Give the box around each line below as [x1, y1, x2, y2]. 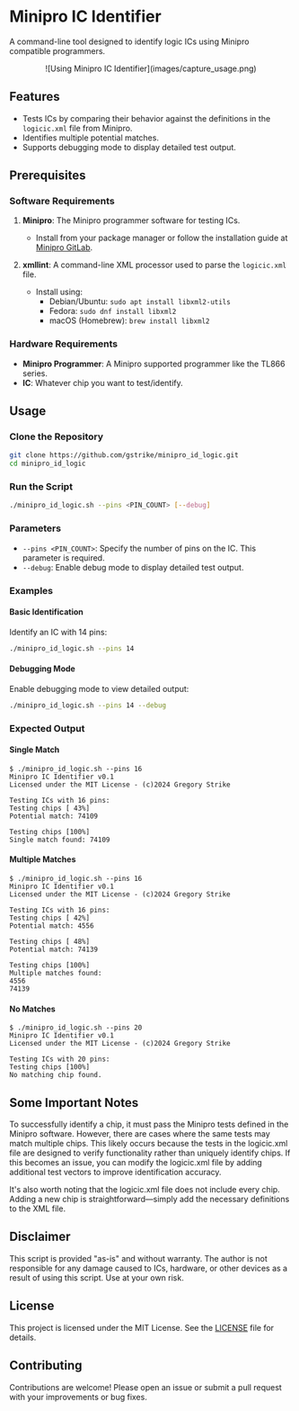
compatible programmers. [9, 45, 106, 56]
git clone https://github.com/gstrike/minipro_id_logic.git [9, 451, 240, 460]
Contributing [9, 1358, 83, 1373]
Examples [9, 584, 54, 597]
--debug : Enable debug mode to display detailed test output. [22, 562, 244, 572]
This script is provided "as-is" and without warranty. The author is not [9, 1253, 268, 1263]
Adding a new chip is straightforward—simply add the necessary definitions [9, 1194, 290, 1205]
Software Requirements [9, 195, 115, 208]
